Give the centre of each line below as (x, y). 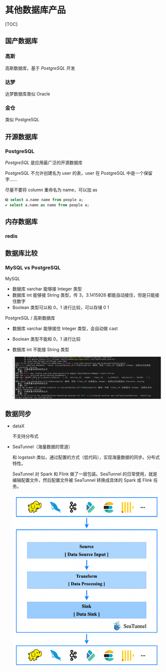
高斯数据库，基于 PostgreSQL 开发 (40, 68)
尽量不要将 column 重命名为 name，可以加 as (51, 190)
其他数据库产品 (36, 10)
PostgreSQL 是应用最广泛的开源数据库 (44, 162)
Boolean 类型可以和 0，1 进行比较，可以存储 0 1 (61, 307)
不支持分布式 (25, 436)
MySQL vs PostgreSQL (33, 268)
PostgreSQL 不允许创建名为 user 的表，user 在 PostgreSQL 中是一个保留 (79, 173)
